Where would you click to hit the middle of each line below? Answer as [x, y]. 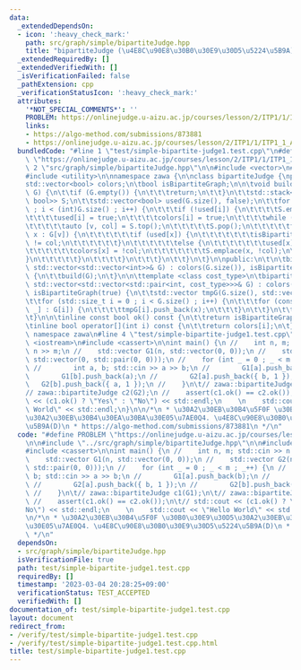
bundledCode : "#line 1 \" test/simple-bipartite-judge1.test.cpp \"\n [148, 151]
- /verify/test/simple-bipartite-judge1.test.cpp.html [114, 643]
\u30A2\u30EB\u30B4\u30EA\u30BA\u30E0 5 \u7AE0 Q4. [118, 418]
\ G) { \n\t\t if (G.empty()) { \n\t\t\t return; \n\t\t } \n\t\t [138, 193]
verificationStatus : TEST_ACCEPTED [84, 593]
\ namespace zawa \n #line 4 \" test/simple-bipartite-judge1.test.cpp [156, 335]
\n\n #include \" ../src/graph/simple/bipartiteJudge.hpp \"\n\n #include [160, 443]
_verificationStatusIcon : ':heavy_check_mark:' [108, 92]
